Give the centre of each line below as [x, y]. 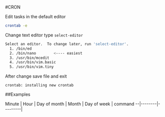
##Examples [18, 94]
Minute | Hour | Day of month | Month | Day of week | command [70, 104]
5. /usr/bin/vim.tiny [32, 67]
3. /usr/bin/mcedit [30, 58]
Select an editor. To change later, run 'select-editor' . [67, 44]
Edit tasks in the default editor [35, 16]
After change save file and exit [36, 76]
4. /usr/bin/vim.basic [33, 62]
